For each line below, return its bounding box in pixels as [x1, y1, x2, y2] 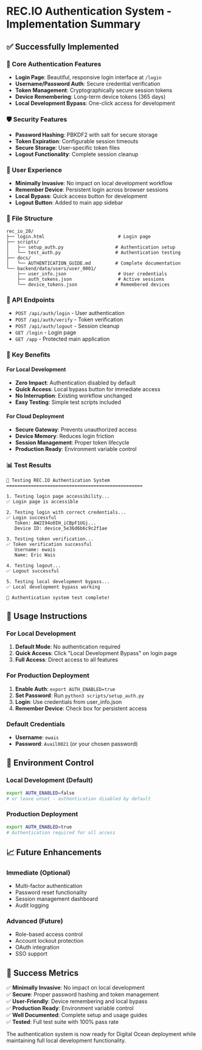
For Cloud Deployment [6, 413, 64, 420]
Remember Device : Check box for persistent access [15, 704, 147, 712]
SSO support [15, 950, 47, 957]
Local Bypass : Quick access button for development [15, 193, 147, 200]
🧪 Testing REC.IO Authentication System [6, 477, 111, 483]
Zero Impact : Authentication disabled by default [15, 379, 136, 386]
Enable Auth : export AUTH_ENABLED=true [15, 685, 116, 692]
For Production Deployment [6, 672, 89, 680]
